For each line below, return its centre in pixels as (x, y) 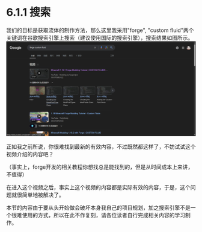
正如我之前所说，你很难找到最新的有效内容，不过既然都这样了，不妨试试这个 (101, 147)
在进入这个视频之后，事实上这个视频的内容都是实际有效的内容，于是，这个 (98, 187)
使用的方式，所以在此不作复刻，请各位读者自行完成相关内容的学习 (103, 215)
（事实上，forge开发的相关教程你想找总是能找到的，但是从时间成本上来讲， (100, 167)
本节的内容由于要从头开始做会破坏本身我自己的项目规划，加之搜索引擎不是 (98, 208)
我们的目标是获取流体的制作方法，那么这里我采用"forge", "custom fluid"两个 (100, 30)
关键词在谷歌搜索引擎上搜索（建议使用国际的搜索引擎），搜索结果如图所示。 (100, 37)
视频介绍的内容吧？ (30, 154)
